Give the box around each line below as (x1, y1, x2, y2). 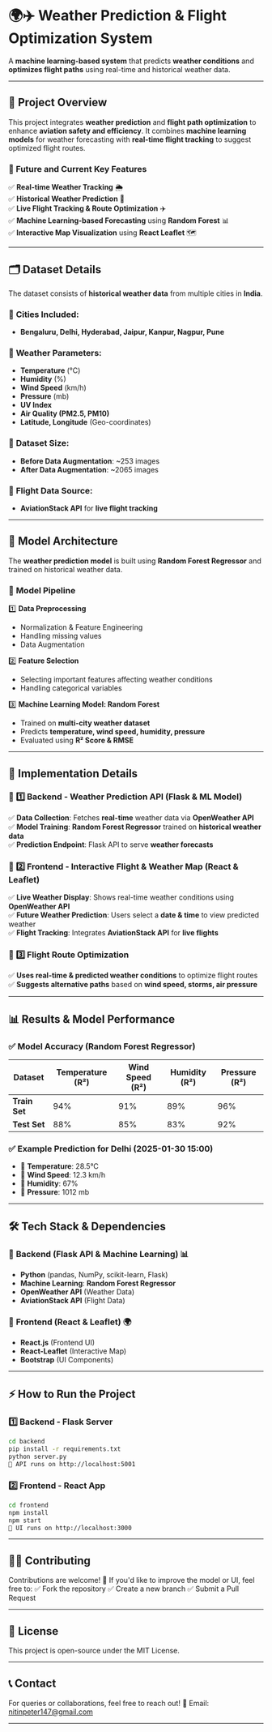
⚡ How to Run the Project (8, 1387, 136, 1401)
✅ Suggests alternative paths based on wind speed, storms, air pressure (8, 980, 257, 990)
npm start (8, 1516, 42, 1525)
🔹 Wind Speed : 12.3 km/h (19, 1170, 106, 1180)
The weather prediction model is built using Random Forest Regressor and (8, 556, 261, 566)
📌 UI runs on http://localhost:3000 (8, 1524, 132, 1532)
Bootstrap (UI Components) (19, 1355, 114, 1365)
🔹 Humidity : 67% (19, 1178, 79, 1188)
